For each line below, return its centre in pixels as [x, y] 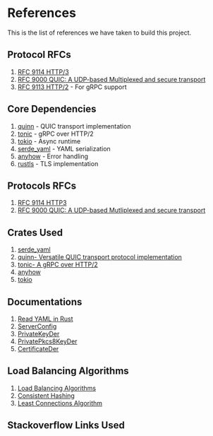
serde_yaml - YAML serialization [64, 148]
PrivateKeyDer [38, 334]
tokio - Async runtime [49, 141]
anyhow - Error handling [53, 156]
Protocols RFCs [42, 185]
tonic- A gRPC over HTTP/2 [58, 265]
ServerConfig [37, 326]
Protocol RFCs [39, 55]
